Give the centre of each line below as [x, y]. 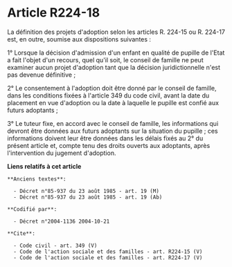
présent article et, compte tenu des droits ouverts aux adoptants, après [109, 145]
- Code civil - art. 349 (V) [55, 246]
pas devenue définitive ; [42, 75]
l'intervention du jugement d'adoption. [62, 153]
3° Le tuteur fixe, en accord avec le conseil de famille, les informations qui [113, 123]
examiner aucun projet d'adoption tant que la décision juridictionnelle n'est [114, 67]
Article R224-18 [54, 13]
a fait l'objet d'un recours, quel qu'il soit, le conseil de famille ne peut [105, 59]
